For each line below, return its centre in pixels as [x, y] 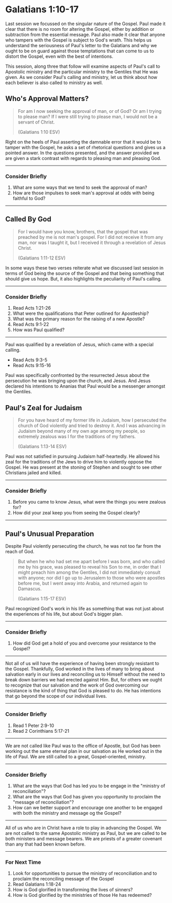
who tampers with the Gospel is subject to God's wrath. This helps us [79, 40]
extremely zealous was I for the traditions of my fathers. [77, 436]
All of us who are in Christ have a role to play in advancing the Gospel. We [83, 828]
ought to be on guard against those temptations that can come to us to [80, 51]
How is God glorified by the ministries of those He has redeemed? [82, 895]
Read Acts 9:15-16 [32, 366]
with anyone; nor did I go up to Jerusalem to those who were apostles [91, 578]
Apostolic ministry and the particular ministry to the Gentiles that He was [82, 72]
